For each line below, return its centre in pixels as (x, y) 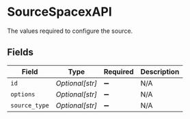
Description (160, 71)
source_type (30, 105)
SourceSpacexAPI (60, 12)
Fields (21, 52)
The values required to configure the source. (70, 31)
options (23, 94)
